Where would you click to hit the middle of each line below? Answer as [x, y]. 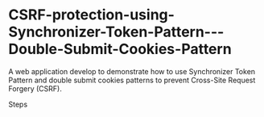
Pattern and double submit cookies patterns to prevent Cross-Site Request [132, 80]
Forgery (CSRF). [35, 88]
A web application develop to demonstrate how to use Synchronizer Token [132, 71]
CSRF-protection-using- [92, 15]
